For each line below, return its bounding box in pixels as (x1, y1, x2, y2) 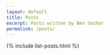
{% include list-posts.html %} (6, 42, 80, 50)
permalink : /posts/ (6, 25, 56, 32)
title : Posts (6, 15, 39, 21)
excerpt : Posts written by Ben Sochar (6, 20, 104, 26)
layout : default (6, 8, 47, 15)
